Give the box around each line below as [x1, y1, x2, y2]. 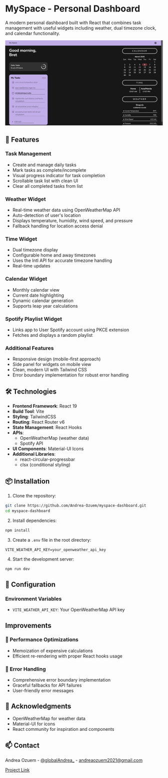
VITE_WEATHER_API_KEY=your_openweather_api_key [5, 547, 106, 552]
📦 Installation [5, 477, 50, 485]
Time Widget [5, 235, 37, 242]
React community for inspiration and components [12, 726, 114, 732]
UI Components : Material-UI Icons [12, 446, 84, 452]
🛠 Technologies [5, 387, 56, 396]
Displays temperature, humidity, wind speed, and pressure [12, 218, 133, 224]
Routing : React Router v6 [12, 419, 65, 425]
